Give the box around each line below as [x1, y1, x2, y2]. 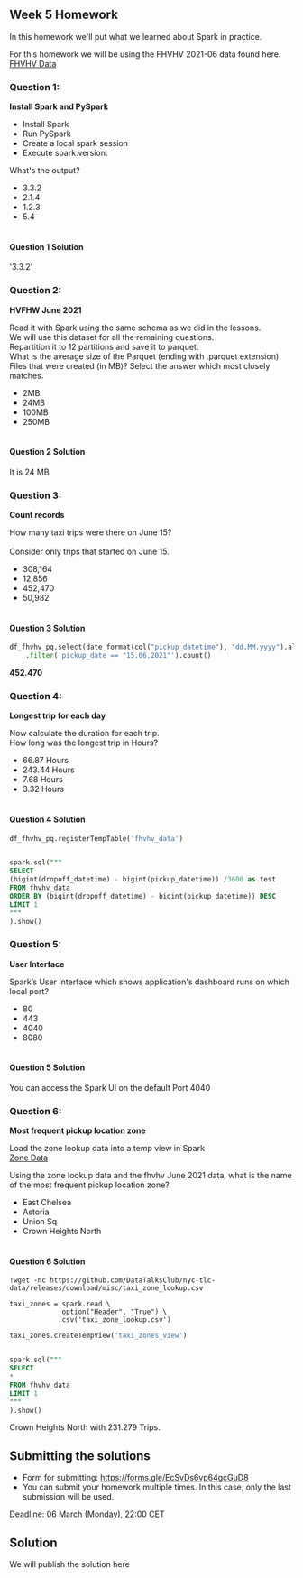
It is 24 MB [9, 466, 50, 477]
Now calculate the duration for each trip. [9, 728, 160, 739]
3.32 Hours [22, 784, 65, 795]
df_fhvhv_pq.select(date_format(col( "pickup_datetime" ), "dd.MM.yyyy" [9, 642, 280, 652]
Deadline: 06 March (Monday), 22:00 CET [9, 1509, 165, 1519]
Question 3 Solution [9, 623, 86, 633]
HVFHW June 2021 [9, 304, 82, 315]
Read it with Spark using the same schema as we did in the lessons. [9, 322, 262, 333]
